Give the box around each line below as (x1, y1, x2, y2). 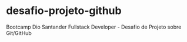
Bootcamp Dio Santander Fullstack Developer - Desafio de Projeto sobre (6, 23, 182, 30)
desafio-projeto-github (6, 4, 122, 17)
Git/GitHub (6, 29, 32, 36)
